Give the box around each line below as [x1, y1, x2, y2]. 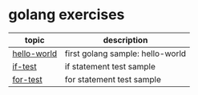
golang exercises [8, 6, 125, 24]
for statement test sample [64, 73, 162, 85]
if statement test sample [64, 61, 156, 72]
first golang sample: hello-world [64, 48, 187, 59]
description [103, 34, 148, 46]
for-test [12, 73, 42, 85]
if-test [12, 61, 38, 72]
